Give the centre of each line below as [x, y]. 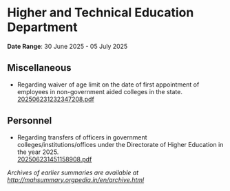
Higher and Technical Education [101, 13]
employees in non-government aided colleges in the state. [100, 91]
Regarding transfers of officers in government [82, 137]
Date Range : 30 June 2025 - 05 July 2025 [67, 46]
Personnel [30, 121]
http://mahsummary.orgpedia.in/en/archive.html [76, 179]
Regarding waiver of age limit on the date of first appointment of [108, 85]
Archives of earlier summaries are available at [73, 172]
